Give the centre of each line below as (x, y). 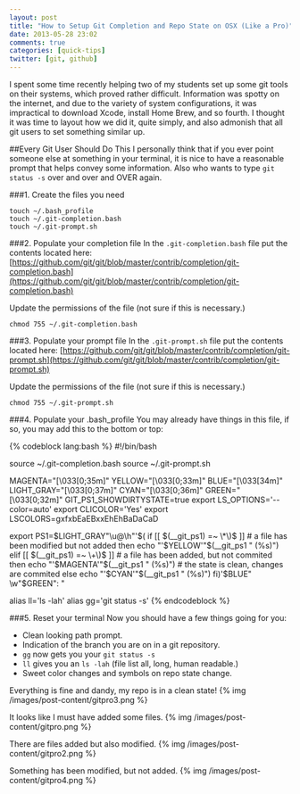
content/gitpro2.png (46, 753)
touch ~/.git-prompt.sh (54, 227)
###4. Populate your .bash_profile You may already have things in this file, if (150, 419)
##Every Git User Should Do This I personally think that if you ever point (142, 149)
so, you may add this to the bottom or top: (86, 429)
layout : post (33, 17)
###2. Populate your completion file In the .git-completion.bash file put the (149, 243)
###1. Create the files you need (67, 194)
